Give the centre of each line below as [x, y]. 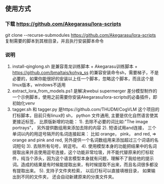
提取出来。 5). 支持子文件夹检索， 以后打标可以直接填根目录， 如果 [84, 170]
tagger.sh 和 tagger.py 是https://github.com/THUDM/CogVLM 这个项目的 [86, 109]
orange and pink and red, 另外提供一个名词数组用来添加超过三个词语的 [83, 140]
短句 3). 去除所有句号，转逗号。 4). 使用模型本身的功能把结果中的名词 [87, 146]
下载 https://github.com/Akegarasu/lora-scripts [63, 24]
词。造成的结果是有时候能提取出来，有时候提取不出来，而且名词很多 [81, 164]
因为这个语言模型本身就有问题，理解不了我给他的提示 [100, 158]
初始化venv [23, 103]
